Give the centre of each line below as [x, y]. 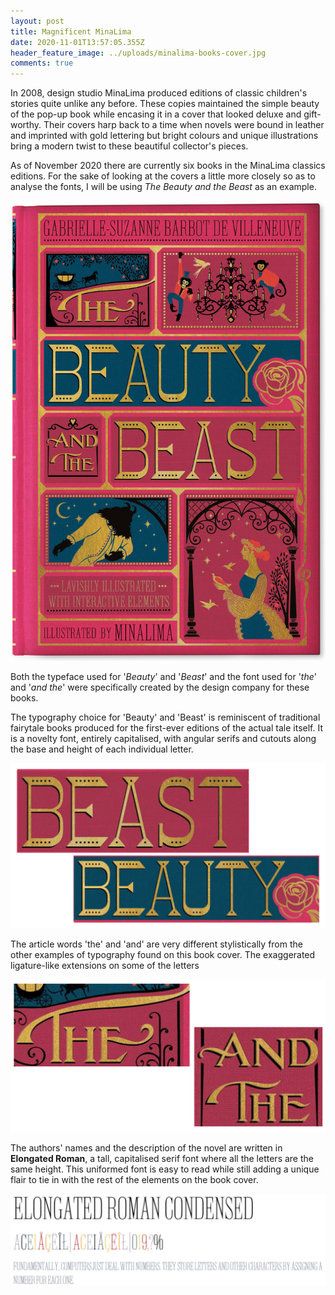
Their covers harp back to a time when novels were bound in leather [184, 125]
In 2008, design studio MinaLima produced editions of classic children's [159, 93]
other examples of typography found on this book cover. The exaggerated [163, 954]
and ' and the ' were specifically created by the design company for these [160, 687]
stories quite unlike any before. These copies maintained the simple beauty [165, 104]
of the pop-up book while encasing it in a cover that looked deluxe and [156, 114]
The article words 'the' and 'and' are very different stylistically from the [156, 944]
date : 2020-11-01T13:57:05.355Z [77, 42]
